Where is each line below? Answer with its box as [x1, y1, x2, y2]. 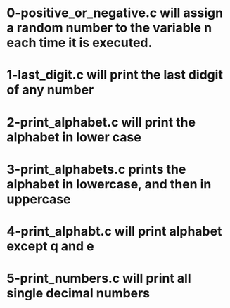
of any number [6, 82, 94, 98]
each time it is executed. [6, 35, 153, 51]
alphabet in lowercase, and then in [6, 176, 212, 192]
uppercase [6, 191, 71, 207]
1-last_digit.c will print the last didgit [6, 67, 223, 83]
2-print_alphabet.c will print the [6, 114, 196, 130]
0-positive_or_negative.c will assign [6, 5, 223, 21]
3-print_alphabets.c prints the [6, 161, 186, 177]
